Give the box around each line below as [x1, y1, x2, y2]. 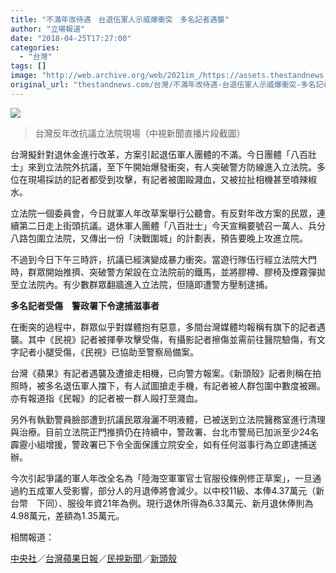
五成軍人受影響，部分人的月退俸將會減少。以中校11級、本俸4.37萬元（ [27, 484, 317, 496]
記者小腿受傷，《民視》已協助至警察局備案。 [18, 346, 199, 358]
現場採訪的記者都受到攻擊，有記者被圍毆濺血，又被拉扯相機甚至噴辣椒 [27, 173, 317, 185]
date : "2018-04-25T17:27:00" [10, 33, 132, 43]
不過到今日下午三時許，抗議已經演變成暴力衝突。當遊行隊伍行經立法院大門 [10, 253, 317, 265]
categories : [10, 42, 60, 53]
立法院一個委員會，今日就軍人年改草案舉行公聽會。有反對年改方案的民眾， [10, 207, 317, 219]
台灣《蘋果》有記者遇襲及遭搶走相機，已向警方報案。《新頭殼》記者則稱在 [10, 367, 313, 379]
